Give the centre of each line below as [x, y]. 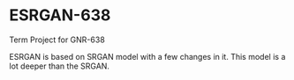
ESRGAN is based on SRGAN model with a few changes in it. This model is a [147, 56]
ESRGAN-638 [60, 15]
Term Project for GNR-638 [57, 40]
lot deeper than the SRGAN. [60, 66]
